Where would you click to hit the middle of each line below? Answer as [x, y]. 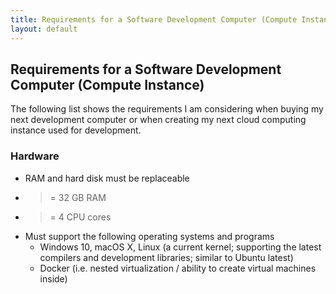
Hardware [35, 156]
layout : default [44, 29]
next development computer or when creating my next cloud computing [158, 120]
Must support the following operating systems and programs [149, 236]
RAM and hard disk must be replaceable [107, 178]
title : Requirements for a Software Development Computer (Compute [154, 19]
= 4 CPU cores [80, 217]
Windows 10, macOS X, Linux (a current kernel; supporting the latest [180, 247]
